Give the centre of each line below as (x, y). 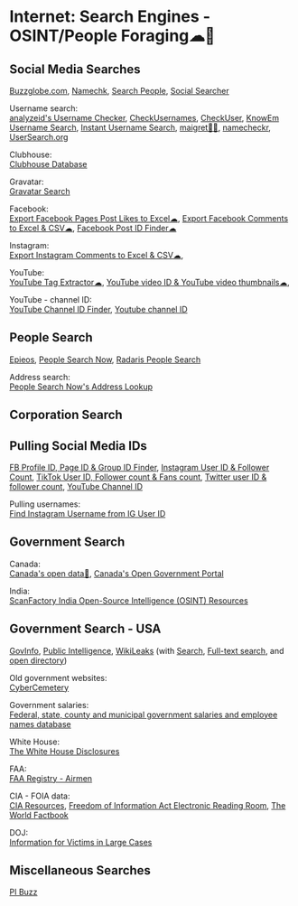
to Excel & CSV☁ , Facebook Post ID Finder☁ (93, 228)
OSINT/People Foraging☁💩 (112, 36)
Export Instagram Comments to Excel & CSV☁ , (97, 255)
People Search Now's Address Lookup (81, 387)
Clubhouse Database (48, 164)
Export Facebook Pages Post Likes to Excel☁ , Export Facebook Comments (149, 218)
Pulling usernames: (45, 504)
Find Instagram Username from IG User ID (88, 514)
